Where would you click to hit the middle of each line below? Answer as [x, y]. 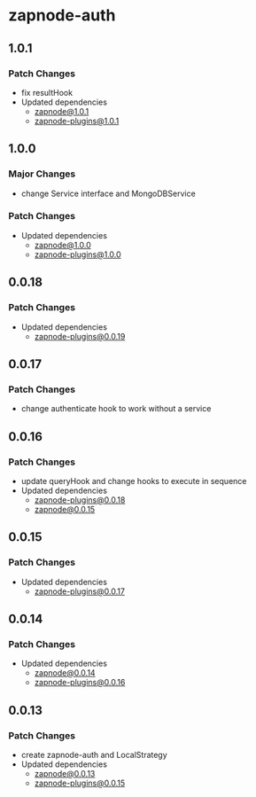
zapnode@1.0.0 [63, 245]
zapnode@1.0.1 [62, 111]
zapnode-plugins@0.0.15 [80, 783]
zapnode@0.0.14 [65, 673]
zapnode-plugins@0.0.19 [80, 336]
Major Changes [42, 174]
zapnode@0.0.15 [65, 509]
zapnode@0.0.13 [65, 773]
